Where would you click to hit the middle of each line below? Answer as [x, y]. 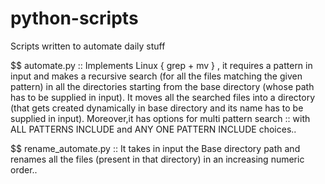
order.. [24, 169]
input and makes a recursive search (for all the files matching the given [156, 76]
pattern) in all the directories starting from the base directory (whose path [162, 86]
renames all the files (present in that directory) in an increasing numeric [157, 159]
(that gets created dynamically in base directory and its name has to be [157, 108]
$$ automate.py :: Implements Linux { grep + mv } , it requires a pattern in [161, 65]
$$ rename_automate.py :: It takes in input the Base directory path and [155, 148]
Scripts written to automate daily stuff [88, 46]
